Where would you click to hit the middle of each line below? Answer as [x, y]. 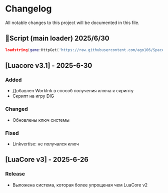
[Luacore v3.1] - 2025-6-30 [49, 66]
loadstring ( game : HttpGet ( [32, 50]
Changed [17, 109]
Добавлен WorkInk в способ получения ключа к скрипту [73, 91]
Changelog [28, 9]
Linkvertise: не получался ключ [45, 144]
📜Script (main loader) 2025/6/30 [57, 38]
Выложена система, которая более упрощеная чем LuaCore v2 [80, 185]
